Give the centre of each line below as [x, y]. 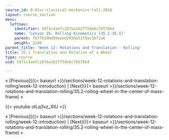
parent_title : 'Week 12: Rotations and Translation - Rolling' [74, 48]
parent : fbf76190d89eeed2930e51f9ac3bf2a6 [60, 39]
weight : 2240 [28, 43]
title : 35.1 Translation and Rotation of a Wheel [59, 52]
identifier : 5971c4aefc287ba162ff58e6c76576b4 [64, 29]
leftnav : [19, 24]
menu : [11, 19]
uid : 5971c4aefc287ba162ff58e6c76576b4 [47, 62]
